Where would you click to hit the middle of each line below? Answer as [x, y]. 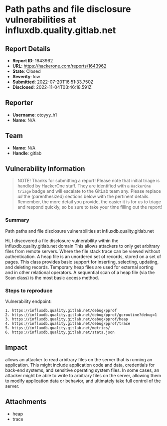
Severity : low [26, 76]
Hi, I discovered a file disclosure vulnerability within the [62, 241]
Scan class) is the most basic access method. [52, 278]
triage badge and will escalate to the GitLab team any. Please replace [89, 191]
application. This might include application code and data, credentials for [80, 365]
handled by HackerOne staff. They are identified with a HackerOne [84, 186]
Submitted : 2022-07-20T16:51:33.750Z [53, 82]
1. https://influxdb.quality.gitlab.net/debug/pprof [61, 311]
